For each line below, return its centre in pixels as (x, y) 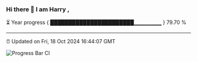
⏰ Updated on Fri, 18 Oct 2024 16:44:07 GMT (61, 42)
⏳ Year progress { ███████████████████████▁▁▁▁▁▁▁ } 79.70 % (96, 22)
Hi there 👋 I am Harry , (38, 9)
